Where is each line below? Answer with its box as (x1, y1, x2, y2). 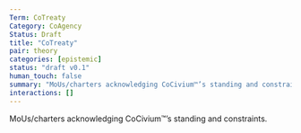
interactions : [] (9, 88, 74, 97)
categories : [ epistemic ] (9, 55, 102, 64)
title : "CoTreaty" (9, 38, 78, 48)
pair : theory (9, 47, 58, 56)
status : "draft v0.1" (9, 64, 90, 73)
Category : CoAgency (9, 22, 82, 31)
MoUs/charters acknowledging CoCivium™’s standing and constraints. (9, 113, 268, 124)
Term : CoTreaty (9, 13, 66, 22)
